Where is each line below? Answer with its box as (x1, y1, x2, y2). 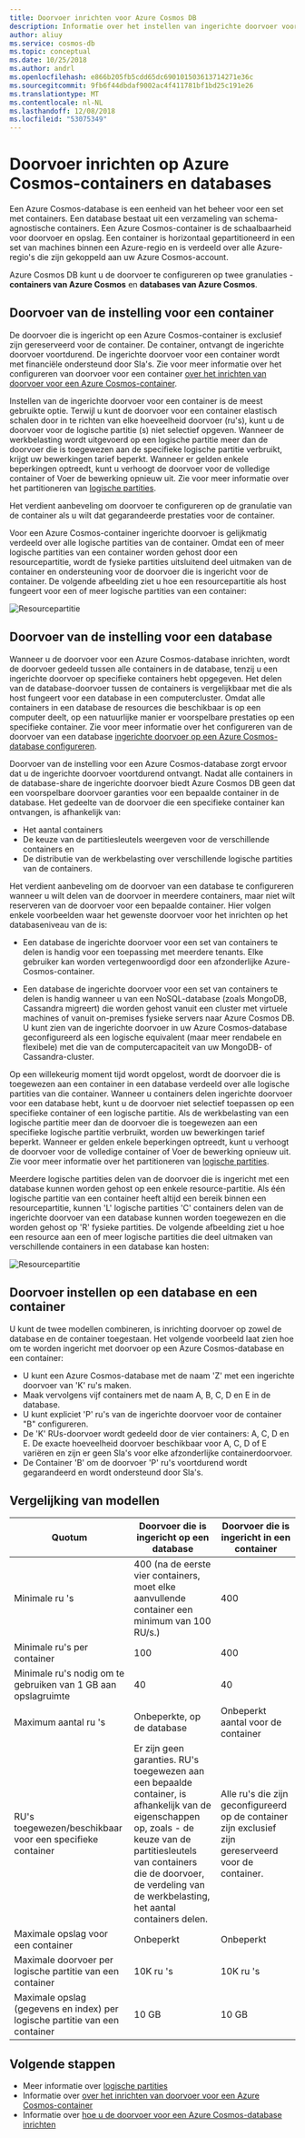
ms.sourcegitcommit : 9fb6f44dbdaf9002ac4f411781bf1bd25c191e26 (9, 81, 254, 90)
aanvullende (133, 1592, 186, 1605)
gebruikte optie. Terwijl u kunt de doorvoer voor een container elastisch (9, 405, 278, 416)
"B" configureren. (22, 1418, 89, 1429)
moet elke (133, 1580, 176, 1593)
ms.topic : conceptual (9, 47, 92, 56)
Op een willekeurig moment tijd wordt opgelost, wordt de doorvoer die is (9, 1068, 281, 1079)
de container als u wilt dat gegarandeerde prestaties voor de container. (9, 509, 275, 520)
